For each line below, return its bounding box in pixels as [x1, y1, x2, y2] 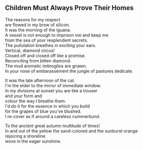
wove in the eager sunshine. [5, 138, 62, 144]
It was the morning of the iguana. [5, 27, 71, 33]
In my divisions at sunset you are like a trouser [5, 88, 98, 93]
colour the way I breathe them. [5, 98, 66, 104]
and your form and [5, 93, 42, 99]
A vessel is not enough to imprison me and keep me [5, 32, 109, 38]
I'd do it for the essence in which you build [5, 103, 90, 109]
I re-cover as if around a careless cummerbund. [5, 113, 100, 119]
